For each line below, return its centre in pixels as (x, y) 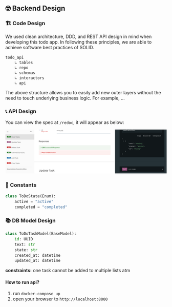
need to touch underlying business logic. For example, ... (65, 98)
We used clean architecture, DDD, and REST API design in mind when (79, 36)
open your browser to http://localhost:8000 (60, 299)
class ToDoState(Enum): (31, 196)
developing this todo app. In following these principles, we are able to (79, 42)
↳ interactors (29, 78)
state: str (26, 250)
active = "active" (34, 201)
